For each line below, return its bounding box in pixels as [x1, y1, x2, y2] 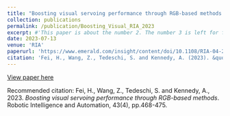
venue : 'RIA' [7, 42, 44, 48]
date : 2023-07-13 [7, 35, 57, 42]
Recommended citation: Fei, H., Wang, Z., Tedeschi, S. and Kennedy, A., [7, 86, 210, 94]
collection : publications [7, 16, 81, 23]
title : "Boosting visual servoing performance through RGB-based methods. [7, 10, 225, 17]
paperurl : [7, 48, 36, 55]
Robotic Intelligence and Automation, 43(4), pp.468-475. [7, 100, 168, 109]
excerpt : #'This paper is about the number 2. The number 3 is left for [7, 29, 219, 36]
